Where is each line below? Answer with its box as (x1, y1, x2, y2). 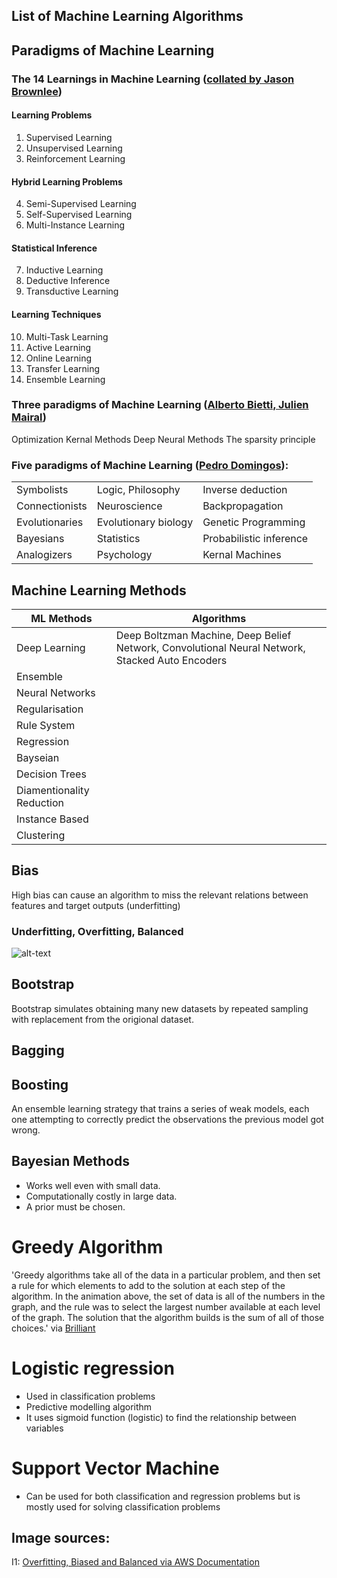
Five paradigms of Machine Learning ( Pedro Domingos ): (11, 458, 289, 472)
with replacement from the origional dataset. (11, 1013, 194, 1025)
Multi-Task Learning (25, 330, 109, 343)
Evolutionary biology (96, 515, 194, 529)
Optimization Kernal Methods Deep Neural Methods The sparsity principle (11, 433, 316, 445)
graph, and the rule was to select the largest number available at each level (11, 1300, 321, 1313)
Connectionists (16, 499, 88, 513)
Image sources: (11, 1530, 111, 1547)
